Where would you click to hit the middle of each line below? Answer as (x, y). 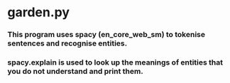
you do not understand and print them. (75, 72)
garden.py (38, 12)
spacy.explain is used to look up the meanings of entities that (115, 62)
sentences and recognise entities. (67, 43)
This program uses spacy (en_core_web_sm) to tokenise (106, 35)
